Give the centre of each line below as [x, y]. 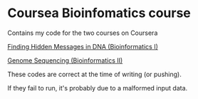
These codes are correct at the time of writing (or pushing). [94, 74]
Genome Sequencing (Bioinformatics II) [65, 60]
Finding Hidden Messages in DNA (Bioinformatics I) [83, 46]
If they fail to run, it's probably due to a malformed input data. [98, 88]
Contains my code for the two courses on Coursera [83, 33]
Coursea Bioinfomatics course [99, 13]
